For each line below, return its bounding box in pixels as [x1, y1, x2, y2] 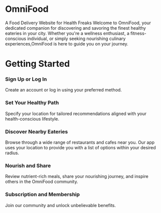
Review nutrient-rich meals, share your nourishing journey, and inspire [5, 173, 149, 179]
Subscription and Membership [5, 191, 80, 198]
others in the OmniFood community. [5, 179, 78, 185]
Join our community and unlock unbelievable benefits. [5, 202, 116, 208]
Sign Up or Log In [5, 76, 47, 83]
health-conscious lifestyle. [5, 116, 59, 122]
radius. [5, 150, 19, 156]
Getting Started [5, 58, 70, 70]
